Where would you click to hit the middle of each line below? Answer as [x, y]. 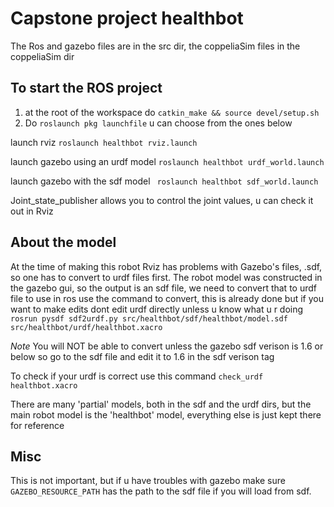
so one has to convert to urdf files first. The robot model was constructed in [166, 277]
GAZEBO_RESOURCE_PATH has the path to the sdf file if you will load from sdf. [161, 491]
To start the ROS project [86, 88]
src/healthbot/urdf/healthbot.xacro [86, 327]
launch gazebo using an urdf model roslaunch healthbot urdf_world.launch [167, 161]
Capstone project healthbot [127, 18]
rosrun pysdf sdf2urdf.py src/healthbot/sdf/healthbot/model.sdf [149, 318]
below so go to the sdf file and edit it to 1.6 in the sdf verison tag [142, 356]
